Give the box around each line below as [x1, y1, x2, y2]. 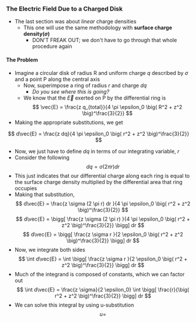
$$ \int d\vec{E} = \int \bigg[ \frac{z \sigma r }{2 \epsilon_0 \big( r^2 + [18, 255, 188, 262]
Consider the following [14, 154, 70, 161]
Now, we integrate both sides [14, 246, 86, 253]
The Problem [6, 56, 38, 63]
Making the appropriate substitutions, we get [14, 119, 123, 126]
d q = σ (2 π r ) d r [86, 163, 120, 170]
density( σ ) [23, 30, 50, 37]
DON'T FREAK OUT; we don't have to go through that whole [32, 37, 177, 44]
